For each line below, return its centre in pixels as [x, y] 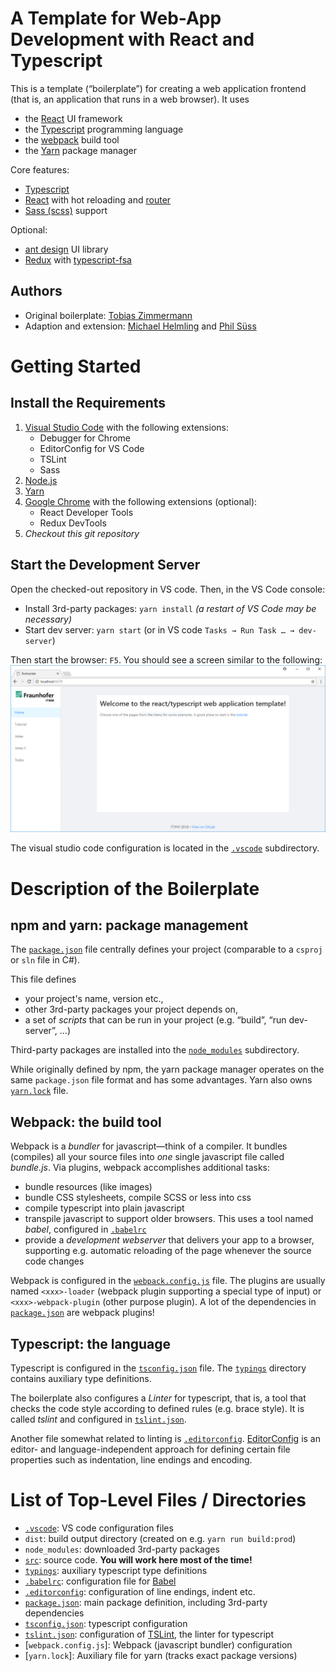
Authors [36, 291]
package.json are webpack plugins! [82, 1313]
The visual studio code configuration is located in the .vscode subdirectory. [165, 848]
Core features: [40, 169]
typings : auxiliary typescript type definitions [116, 1570]
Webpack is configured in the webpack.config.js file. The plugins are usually [168, 1281]
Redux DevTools [73, 523]
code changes [54, 1261]
